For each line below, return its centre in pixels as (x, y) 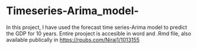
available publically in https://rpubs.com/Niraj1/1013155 (73, 40)
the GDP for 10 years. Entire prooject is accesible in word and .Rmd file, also (98, 33)
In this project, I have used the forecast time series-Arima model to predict (97, 27)
